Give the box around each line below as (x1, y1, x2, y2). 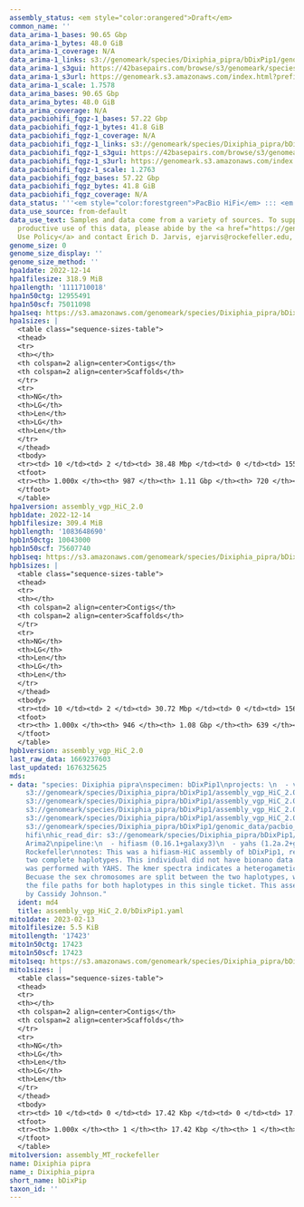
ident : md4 (17, 898, 59, 907)
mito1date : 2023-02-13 (9, 914, 95, 924)
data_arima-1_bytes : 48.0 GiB (9, 38, 124, 48)
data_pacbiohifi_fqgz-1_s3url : (9, 156, 128, 166)
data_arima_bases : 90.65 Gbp (9, 89, 119, 98)
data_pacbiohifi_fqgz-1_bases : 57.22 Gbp (9, 114, 168, 123)
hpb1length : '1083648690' (9, 527, 107, 536)
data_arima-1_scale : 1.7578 (9, 81, 116, 90)
